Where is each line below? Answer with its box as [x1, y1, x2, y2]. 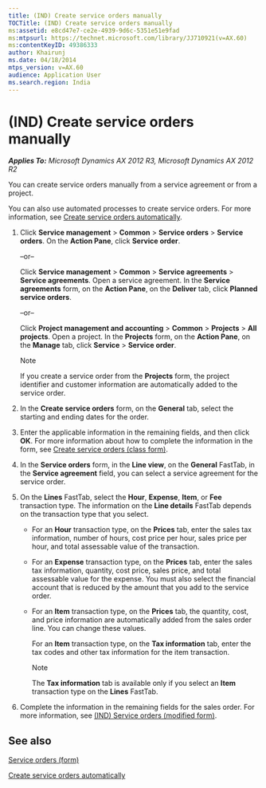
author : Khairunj [8, 49, 66, 57]
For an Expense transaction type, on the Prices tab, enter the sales [31, 558, 252, 567]
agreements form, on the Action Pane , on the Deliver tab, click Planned [19, 284, 258, 294]
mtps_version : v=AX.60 [8, 64, 84, 72]
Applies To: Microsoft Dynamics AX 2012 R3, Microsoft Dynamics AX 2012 [8, 156, 254, 166]
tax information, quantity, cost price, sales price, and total [31, 565, 221, 575]
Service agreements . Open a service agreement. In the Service [19, 276, 231, 286]
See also [8, 734, 52, 747]
